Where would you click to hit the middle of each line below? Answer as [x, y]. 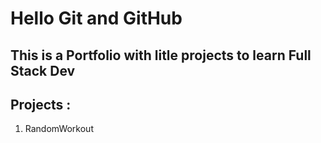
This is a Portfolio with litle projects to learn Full [161, 55]
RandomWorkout [59, 129]
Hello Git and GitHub [96, 18]
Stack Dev [43, 70]
